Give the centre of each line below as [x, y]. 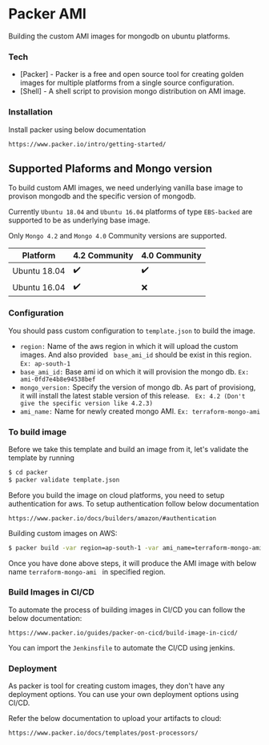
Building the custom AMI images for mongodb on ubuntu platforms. [119, 36]
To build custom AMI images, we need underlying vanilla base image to [126, 188]
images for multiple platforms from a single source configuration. [127, 83]
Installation [31, 112]
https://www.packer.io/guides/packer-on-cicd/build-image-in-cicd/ [123, 633]
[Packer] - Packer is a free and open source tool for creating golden [132, 74]
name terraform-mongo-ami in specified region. [87, 571]
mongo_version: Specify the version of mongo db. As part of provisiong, [138, 387]
